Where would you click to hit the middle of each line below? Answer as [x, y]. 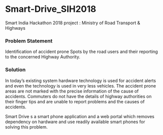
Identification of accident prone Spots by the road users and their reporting [81, 52]
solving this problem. [26, 127]
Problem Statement [29, 41]
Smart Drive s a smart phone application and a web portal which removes [80, 116]
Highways [15, 28]
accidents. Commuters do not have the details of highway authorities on [78, 96]
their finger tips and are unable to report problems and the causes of [75, 101]
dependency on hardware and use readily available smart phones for [75, 122]
